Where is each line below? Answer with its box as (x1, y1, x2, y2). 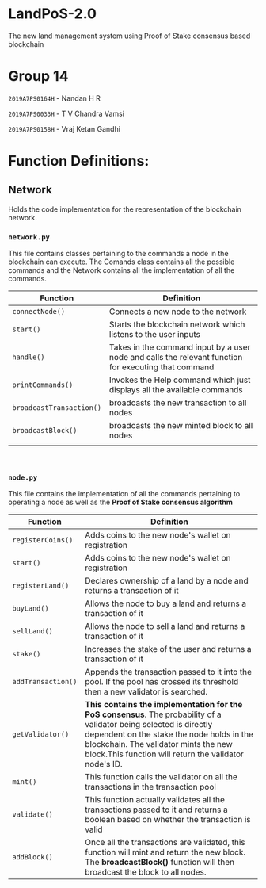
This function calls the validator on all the (84, 771, 237, 783)
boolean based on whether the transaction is (84, 814, 251, 825)
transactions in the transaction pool (84, 782, 216, 793)
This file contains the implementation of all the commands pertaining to (8, 489, 241, 499)
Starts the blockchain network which (109, 319, 245, 330)
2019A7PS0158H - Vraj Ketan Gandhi (8, 124, 121, 133)
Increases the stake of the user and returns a (84, 644, 252, 655)
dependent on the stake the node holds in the (84, 729, 254, 740)
